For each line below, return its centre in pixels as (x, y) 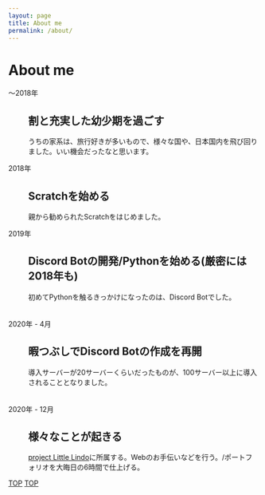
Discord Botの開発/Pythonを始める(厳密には (138, 261)
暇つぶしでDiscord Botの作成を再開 (115, 352)
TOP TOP (23, 483)
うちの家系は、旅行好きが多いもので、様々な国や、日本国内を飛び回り (143, 141)
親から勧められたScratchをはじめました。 (97, 216)
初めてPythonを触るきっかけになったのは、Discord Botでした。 (132, 297)
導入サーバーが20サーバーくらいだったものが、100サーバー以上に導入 (143, 372)
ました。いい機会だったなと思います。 (91, 152)
